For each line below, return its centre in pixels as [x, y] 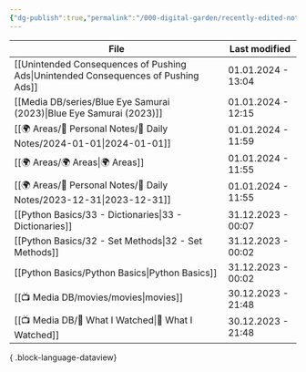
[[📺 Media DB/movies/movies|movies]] [99, 297]
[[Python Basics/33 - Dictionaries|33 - [98, 214]
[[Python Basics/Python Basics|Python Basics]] [116, 273]
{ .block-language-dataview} [63, 357]
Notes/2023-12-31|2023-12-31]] [92, 200]
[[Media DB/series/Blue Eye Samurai [92, 101]
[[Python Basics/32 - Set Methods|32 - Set [108, 241]
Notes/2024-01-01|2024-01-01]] [92, 143]
